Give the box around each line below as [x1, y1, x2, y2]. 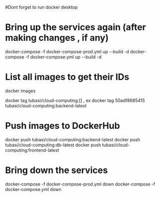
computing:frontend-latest [5, 147, 59, 153]
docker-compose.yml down [5, 186, 62, 192]
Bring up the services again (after [5, 22, 146, 33]
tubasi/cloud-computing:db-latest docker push [5, 142, 101, 148]
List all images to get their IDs [5, 72, 129, 83]
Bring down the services [5, 165, 108, 176]
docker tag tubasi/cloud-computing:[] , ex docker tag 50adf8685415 [5, 97, 145, 103]
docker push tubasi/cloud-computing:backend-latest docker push [5, 136, 141, 142]
